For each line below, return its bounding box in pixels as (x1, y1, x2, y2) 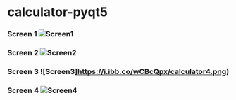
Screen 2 (7, 48, 39, 58)
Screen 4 (7, 85, 39, 95)
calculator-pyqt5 (7, 4, 108, 20)
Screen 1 (7, 29, 37, 39)
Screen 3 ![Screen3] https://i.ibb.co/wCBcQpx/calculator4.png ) (7, 66, 230, 76)
